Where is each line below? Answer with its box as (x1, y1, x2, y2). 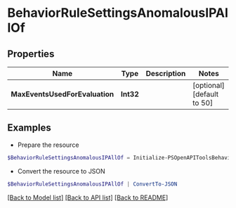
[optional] (192, 81, 225, 90)
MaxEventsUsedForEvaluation (11, 89, 114, 99)
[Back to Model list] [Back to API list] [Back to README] (7, 193, 169, 202)
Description (145, 69, 186, 78)
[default (192, 89, 219, 99)
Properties (7, 48, 55, 60)
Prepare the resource (17, 141, 79, 149)
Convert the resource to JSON (17, 167, 105, 175)
